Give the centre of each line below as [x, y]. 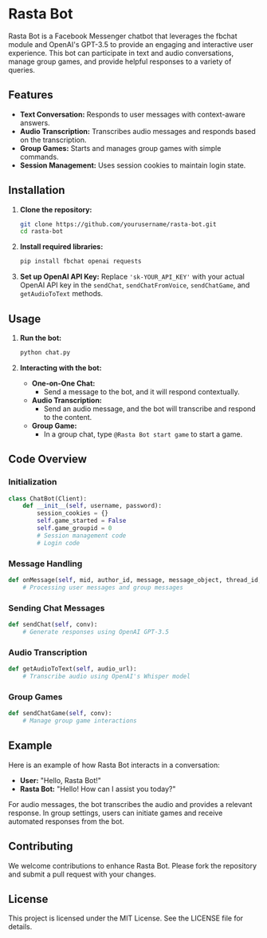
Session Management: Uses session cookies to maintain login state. [133, 165]
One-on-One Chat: [63, 383]
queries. [22, 69]
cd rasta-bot [41, 232]
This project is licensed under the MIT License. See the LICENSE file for [126, 918]
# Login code [59, 543]
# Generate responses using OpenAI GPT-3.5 [96, 631]
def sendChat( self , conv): [53, 625]
